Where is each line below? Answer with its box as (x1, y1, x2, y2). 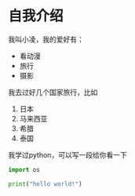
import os (8, 165, 41, 173)
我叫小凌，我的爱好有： (8, 34, 84, 44)
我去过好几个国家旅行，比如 (8, 87, 98, 96)
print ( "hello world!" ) (8, 180, 82, 188)
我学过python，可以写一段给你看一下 (8, 150, 127, 159)
